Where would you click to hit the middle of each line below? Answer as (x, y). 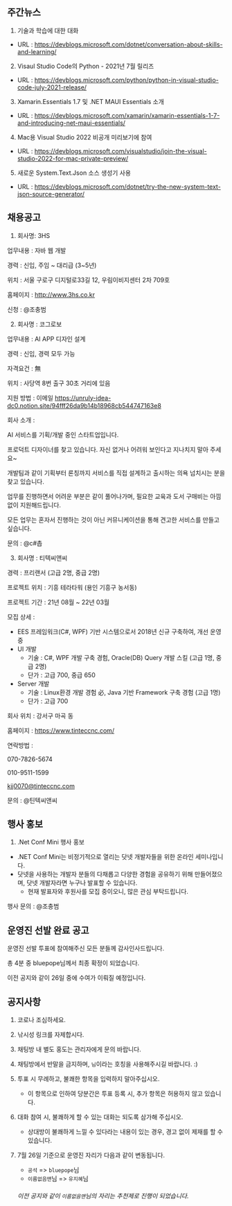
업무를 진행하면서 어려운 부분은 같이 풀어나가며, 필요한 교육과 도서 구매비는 (108, 496)
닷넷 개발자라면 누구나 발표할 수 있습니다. (82, 883)
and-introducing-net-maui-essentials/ (71, 123)
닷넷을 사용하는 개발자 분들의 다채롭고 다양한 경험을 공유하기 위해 (105, 874)
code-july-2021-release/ (52, 87)
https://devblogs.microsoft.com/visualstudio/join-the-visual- (121, 151)
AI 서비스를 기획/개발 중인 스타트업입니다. (63, 434)
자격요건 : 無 (24, 368)
